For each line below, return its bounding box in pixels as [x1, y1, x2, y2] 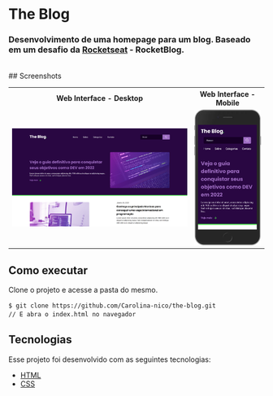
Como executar [8, 263, 88, 277]
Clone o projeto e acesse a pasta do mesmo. [8, 285, 158, 295]
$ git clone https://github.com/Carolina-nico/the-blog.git [8, 302, 217, 310]
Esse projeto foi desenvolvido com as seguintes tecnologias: [8, 355, 211, 364]
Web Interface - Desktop [56, 94, 144, 103]
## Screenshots [8, 71, 63, 81]
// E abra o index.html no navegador [8, 310, 136, 318]
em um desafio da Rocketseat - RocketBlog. [8, 44, 185, 55]
